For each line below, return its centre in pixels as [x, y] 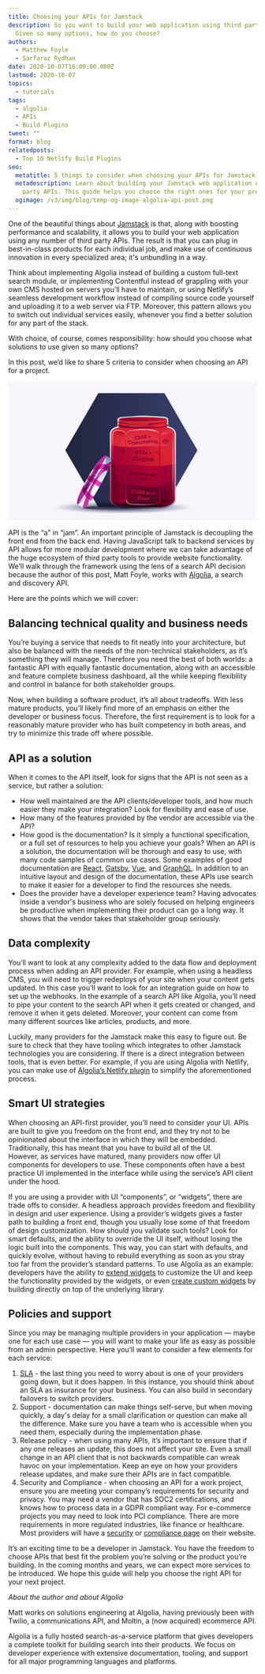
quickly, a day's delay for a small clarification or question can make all [133, 1415]
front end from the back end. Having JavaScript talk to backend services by [131, 541]
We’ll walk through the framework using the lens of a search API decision [127, 566]
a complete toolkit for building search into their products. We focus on [122, 1645]
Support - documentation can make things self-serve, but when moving [136, 1407]
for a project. [29, 370]
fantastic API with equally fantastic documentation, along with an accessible [132, 667]
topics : [21, 83]
